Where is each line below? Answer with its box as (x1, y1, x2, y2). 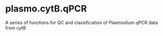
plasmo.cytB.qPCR (5, 3, 87, 14)
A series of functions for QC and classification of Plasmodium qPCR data (5, 19, 158, 25)
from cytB (5, 24, 26, 30)
